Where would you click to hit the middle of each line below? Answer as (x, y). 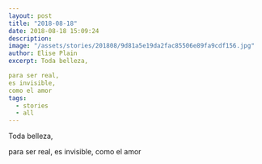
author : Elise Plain (43, 53)
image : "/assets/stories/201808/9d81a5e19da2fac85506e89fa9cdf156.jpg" (131, 46)
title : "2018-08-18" (43, 23)
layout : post (30, 16)
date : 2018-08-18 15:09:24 (54, 31)
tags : (17, 98)
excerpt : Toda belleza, (49, 61)
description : (30, 38)
